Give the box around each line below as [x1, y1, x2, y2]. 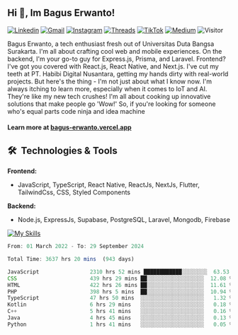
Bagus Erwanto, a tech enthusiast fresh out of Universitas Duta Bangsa [7, 40, 215, 48]
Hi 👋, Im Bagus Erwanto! [7, 7, 115, 19]
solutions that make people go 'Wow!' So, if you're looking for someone [7, 100, 216, 108]
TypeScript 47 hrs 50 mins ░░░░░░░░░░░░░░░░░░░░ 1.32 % [7, 295, 233, 302]
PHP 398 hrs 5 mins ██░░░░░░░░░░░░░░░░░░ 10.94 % [7, 288, 233, 295]
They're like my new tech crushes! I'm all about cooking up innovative [7, 92, 211, 100]
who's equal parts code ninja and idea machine [7, 107, 145, 115]
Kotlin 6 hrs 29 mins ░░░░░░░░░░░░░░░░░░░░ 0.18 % [7, 301, 233, 308]
